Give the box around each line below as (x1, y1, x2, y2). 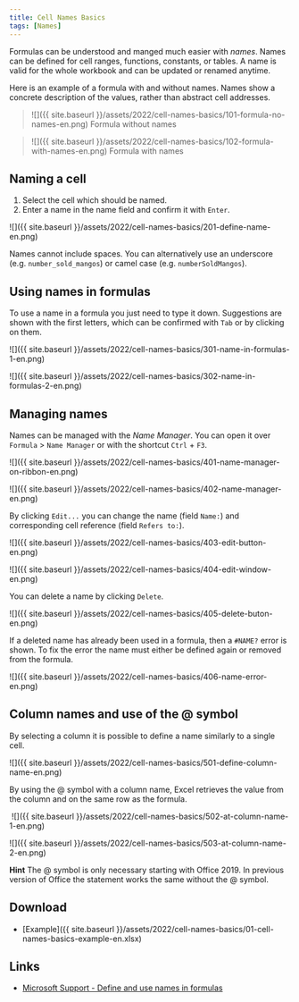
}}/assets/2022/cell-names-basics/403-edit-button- (73, 537, 267, 548)
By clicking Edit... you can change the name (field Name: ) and (9, 510, 239, 521)
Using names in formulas (9, 283, 151, 299)
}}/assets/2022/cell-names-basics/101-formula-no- (96, 109, 286, 120)
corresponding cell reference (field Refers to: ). (9, 519, 185, 530)
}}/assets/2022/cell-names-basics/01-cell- (115, 923, 274, 934)
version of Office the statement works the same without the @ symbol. (9, 873, 270, 885)
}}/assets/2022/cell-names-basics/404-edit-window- (73, 564, 272, 575)
